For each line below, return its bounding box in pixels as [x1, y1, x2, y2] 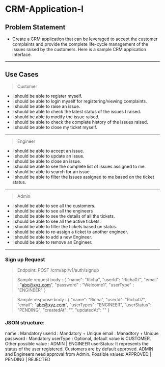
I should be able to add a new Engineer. [12, 234, 92, 240]
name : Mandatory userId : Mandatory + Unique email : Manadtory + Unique [5, 330, 159, 337]
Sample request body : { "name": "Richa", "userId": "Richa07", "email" [17, 277, 159, 283]
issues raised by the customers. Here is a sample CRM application [12, 47, 146, 52]
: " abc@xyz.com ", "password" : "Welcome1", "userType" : [17, 282, 134, 288]
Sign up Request [5, 256, 45, 263]
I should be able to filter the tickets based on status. [12, 223, 117, 229]
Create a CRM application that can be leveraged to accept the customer [12, 36, 158, 42]
